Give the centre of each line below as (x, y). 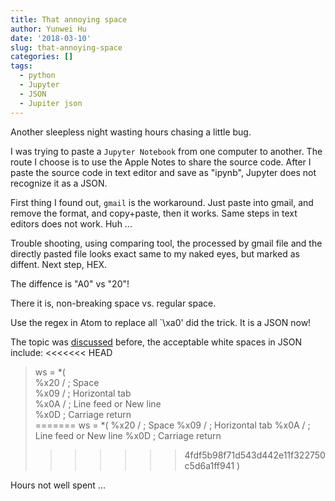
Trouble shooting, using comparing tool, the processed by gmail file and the (166, 243)
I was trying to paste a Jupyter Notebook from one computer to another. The (166, 151)
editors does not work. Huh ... (71, 223)
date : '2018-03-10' (51, 38)
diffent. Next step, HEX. (59, 264)
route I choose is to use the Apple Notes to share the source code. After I (161, 162)
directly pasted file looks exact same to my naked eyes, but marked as (155, 253)
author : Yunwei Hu (48, 29)
